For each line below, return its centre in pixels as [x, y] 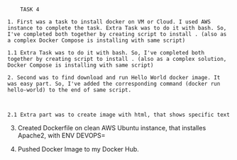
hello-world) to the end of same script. [70, 90]
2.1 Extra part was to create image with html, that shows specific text [119, 115]
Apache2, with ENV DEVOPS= [61, 135]
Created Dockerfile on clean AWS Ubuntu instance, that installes [112, 128]
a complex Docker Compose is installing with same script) [97, 40]
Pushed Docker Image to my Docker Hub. [78, 149]
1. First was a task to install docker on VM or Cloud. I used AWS [109, 22]
